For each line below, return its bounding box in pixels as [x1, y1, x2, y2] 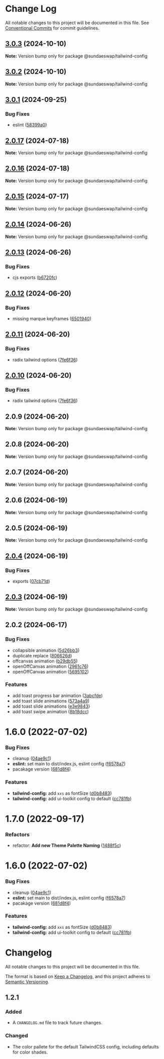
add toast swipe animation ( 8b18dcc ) [12, 708, 89, 714]
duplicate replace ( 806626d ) [12, 652, 72, 658]
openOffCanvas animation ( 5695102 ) [12, 668, 89, 675]
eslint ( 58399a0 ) [12, 122, 47, 128]
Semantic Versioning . [5, 979, 49, 985]
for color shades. [12, 1049, 48, 1055]
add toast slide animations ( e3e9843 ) [12, 703, 90, 709]
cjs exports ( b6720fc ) [12, 274, 58, 280]
